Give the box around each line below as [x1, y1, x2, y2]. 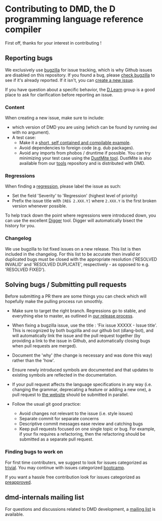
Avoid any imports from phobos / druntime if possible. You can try [19, 150, 151, 156]
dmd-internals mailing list [5, 493, 85, 502]
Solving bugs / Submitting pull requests [5, 281, 127, 289]
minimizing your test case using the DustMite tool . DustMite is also [19, 155, 152, 161]
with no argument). [12, 129, 50, 135]
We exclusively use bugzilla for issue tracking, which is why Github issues [5, 67, 152, 73]
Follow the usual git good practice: [12, 401, 81, 407]
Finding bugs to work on [5, 448, 63, 455]
